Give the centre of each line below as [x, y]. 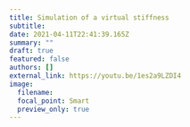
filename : [35, 92]
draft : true [31, 51]
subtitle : [28, 26]
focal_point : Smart [54, 101]
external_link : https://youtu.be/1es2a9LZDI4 [95, 76]
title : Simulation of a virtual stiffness [89, 17]
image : [21, 84]
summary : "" [31, 42]
